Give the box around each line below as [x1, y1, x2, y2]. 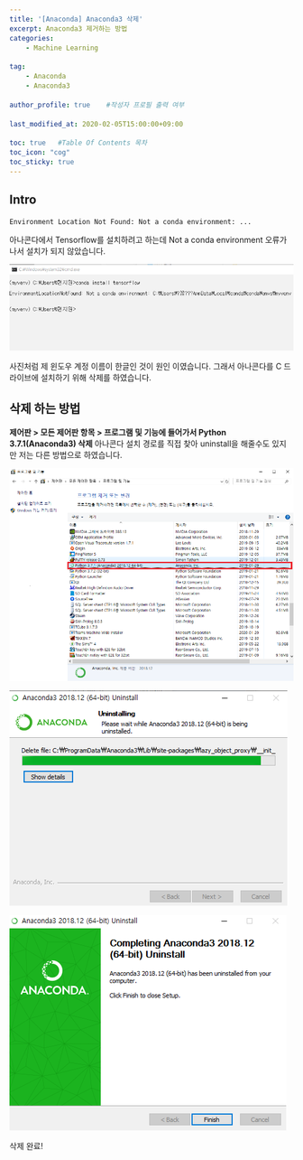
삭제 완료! [9, 1141, 43, 1152]
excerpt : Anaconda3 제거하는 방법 [9, 23, 128, 33]
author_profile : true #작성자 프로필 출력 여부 [9, 100, 185, 109]
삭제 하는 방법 [9, 401, 81, 416]
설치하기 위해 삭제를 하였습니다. [40, 372, 151, 383]
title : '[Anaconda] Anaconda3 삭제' [9, 14, 143, 23]
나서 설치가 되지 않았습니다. [9, 245, 106, 257]
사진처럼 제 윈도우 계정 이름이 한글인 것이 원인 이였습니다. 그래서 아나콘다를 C [9, 361, 282, 371]
